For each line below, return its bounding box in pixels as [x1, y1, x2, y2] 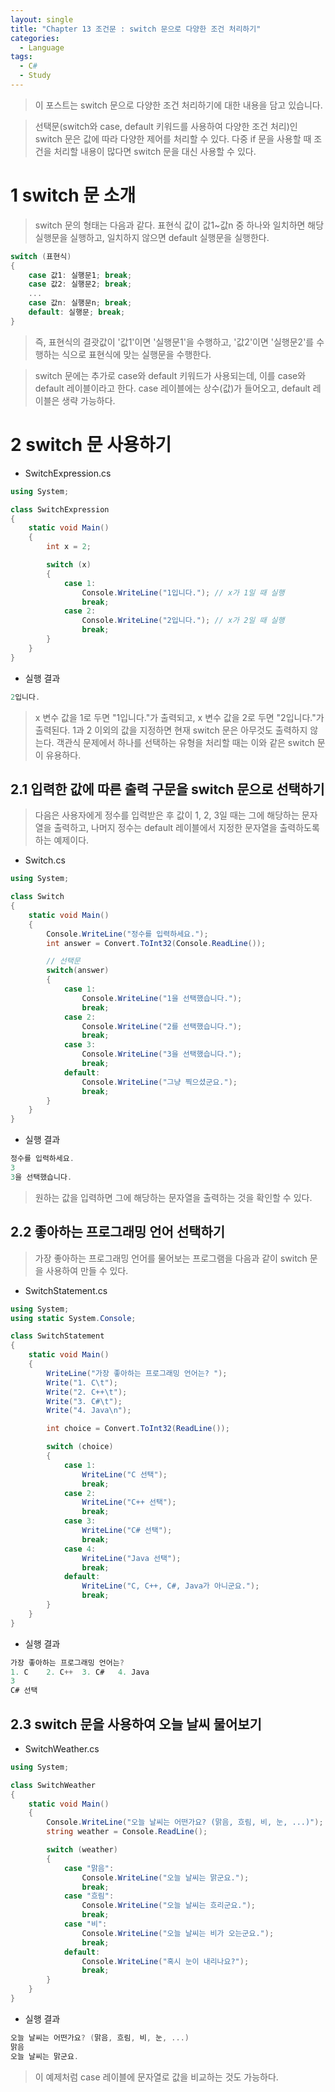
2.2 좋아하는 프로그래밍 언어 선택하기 [10, 1224, 226, 1241]
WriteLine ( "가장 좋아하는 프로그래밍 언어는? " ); [46, 1368, 228, 1378]
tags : [10, 52, 33, 62]
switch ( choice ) [46, 1442, 114, 1452]
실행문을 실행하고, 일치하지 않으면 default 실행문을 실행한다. [34, 231, 270, 243]
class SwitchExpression [10, 504, 110, 515]
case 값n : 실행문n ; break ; [28, 298, 133, 308]
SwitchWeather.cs [24, 1742, 100, 1755]
